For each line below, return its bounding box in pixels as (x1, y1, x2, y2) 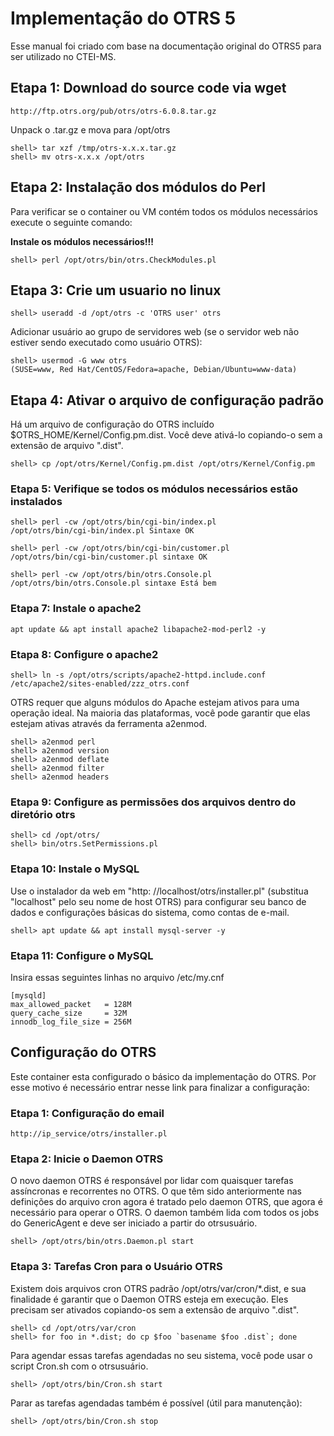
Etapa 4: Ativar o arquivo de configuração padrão (10, 392, 325, 409)
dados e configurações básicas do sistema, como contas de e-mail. (10, 906, 290, 918)
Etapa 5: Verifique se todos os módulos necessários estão (10, 482, 299, 496)
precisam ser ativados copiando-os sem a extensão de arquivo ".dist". (10, 1303, 300, 1316)
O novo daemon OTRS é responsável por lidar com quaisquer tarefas (10, 1175, 294, 1187)
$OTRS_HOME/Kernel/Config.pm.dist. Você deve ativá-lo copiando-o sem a (10, 429, 323, 441)
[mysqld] (10, 990, 47, 1001)
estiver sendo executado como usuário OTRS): (10, 337, 203, 349)
